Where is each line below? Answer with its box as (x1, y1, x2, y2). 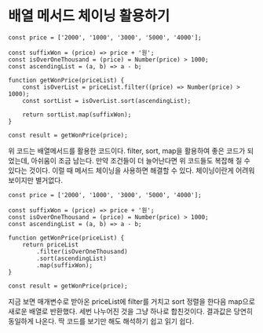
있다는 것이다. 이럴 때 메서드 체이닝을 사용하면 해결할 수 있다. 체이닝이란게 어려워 (8, 166, 255, 175)
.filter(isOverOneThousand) (36, 247, 128, 255)
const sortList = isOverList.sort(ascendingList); (22, 97, 192, 104)
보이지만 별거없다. (8, 175, 64, 185)
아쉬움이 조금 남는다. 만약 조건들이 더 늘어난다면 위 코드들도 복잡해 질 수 (31, 156, 251, 165)
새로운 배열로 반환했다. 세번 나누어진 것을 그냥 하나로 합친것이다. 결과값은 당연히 (8, 306, 254, 316)
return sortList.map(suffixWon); (22, 111, 132, 119)
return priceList (22, 240, 79, 248)
